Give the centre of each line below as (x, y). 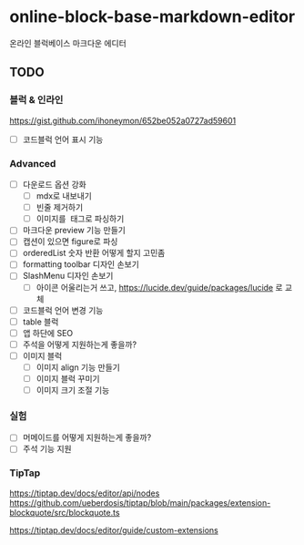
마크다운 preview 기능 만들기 (74, 231)
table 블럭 (41, 322)
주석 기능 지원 (47, 449)
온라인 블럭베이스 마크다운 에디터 (68, 43)
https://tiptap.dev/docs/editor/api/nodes (85, 493)
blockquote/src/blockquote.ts (65, 512)
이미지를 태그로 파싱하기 (80, 219)
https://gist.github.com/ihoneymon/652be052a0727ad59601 (123, 120)
